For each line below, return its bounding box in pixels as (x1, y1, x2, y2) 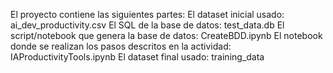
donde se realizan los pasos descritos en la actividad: (10, 40, 232, 52)
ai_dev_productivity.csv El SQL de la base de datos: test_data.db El (10, 19, 285, 31)
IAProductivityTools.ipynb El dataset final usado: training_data (10, 51, 265, 63)
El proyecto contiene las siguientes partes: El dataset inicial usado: (10, 9, 285, 20)
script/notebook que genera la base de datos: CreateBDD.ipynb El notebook (10, 30, 323, 41)
